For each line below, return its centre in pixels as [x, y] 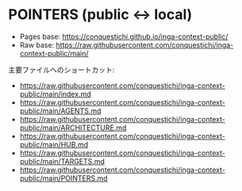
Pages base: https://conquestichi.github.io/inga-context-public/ [124, 36]
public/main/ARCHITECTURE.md [73, 128]
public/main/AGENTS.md [60, 111]
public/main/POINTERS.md [64, 178]
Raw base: [37, 44]
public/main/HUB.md [54, 144]
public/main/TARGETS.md [62, 161]
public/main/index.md [55, 94]
